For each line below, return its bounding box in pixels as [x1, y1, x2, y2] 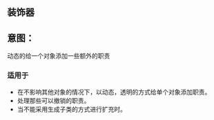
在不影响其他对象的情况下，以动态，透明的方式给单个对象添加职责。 [17, 88, 211, 96]
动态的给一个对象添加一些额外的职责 [7, 52, 110, 60]
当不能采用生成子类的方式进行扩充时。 [17, 105, 126, 113]
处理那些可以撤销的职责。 [17, 96, 90, 105]
